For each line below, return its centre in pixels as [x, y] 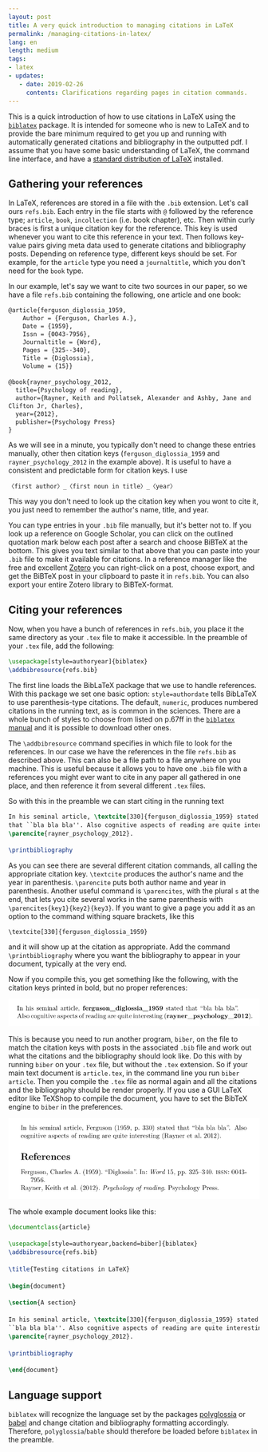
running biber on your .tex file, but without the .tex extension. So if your [128, 1065]
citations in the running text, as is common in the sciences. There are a [124, 710]
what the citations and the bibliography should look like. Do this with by [125, 1056]
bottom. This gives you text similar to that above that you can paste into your [134, 551]
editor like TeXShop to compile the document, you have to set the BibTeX [128, 1098]
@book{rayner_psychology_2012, [60, 382]
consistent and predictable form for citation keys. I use [98, 470]
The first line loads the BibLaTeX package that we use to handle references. [132, 685]
